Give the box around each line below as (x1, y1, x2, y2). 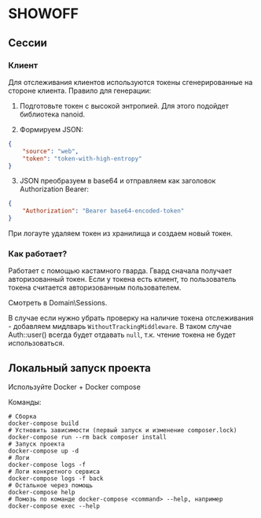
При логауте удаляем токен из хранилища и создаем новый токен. (8, 229, 233, 238)
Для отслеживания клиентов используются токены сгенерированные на (8, 77, 253, 87)
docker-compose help (8, 489, 76, 497)
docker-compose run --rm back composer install (8, 434, 167, 442)
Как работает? (8, 248, 68, 259)
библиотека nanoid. (19, 109, 86, 119)
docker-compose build (8, 420, 79, 427)
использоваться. (8, 339, 65, 348)
